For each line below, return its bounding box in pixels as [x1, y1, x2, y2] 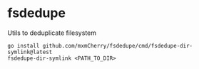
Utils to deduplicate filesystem [7, 28, 97, 37]
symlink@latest [7, 48, 53, 55]
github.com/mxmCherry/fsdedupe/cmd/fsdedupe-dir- [42, 42, 193, 49]
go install [7, 42, 40, 49]
